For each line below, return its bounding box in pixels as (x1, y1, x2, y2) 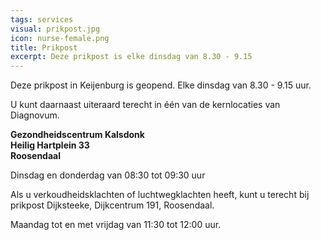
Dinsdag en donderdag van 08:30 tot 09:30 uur (10, 169, 206, 181)
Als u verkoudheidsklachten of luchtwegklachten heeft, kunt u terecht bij (10, 189, 310, 201)
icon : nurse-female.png (10, 33, 110, 43)
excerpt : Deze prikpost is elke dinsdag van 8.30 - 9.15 (10, 52, 253, 62)
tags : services (10, 14, 74, 25)
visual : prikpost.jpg (10, 24, 101, 34)
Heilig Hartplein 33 (10, 139, 90, 151)
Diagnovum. (10, 109, 60, 121)
